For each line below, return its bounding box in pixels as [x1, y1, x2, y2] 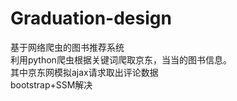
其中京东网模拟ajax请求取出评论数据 [10, 66, 159, 78]
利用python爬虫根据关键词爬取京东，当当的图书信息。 [10, 53, 232, 66]
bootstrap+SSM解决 [10, 78, 93, 91]
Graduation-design [10, 7, 172, 30]
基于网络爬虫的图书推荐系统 [10, 41, 125, 53]
